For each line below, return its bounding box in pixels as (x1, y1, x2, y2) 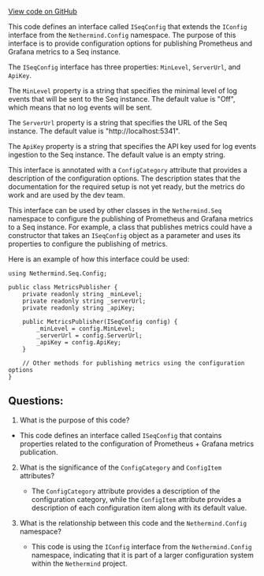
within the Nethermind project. (31, 559, 128, 568)
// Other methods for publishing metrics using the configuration (22, 359, 245, 367)
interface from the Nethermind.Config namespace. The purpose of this (8, 31, 236, 39)
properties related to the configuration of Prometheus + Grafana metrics (19, 439, 255, 448)
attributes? (19, 470, 55, 480)
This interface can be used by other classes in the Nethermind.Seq (8, 206, 222, 215)
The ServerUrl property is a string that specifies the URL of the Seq (8, 118, 228, 127)
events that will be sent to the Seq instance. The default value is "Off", (8, 95, 236, 103)
